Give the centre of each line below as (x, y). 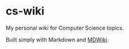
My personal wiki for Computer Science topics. (65, 28)
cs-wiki (25, 11)
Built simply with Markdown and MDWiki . (57, 39)
